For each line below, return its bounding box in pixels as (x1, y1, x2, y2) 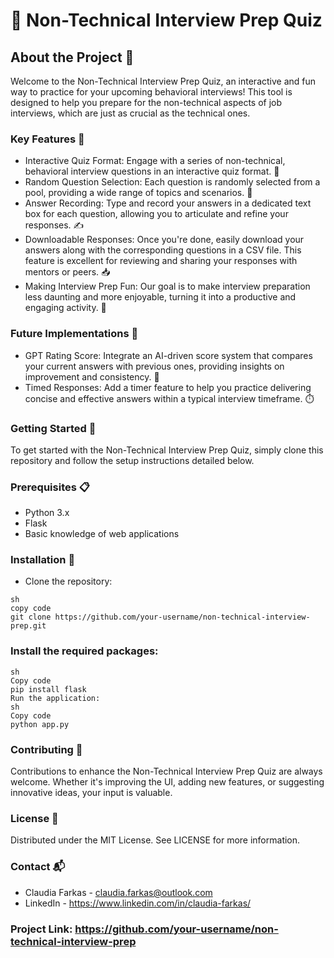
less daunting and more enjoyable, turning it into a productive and (24, 291, 297, 303)
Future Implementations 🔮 (10, 327, 139, 341)
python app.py (10, 719, 70, 729)
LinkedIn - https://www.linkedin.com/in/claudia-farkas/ (24, 897, 252, 909)
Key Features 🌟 (10, 132, 85, 146)
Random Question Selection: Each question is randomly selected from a (24, 176, 321, 188)
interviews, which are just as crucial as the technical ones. (10, 107, 251, 119)
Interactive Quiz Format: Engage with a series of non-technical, (24, 155, 286, 167)
